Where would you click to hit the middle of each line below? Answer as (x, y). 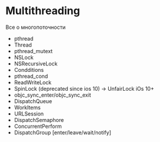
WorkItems (27, 107)
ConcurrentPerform (38, 126)
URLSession (29, 114)
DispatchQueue (33, 101)
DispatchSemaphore (39, 120)
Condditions (29, 70)
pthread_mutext (33, 51)
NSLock (24, 57)
